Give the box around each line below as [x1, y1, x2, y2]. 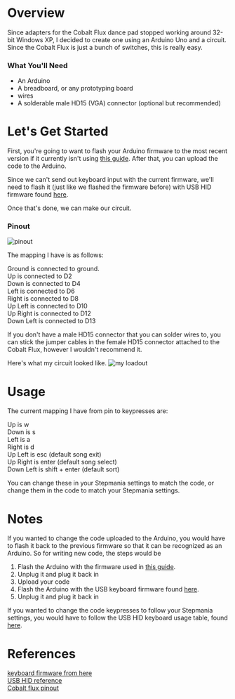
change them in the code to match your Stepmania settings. [7, 486, 180, 495]
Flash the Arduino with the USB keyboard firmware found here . [17, 585, 199, 594]
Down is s [7, 428, 36, 436]
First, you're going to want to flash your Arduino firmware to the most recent [7, 147, 228, 155]
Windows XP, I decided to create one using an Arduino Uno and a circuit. [16, 35, 227, 44]
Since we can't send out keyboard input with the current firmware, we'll [7, 176, 214, 184]
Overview [7, 5, 65, 21]
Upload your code [17, 577, 70, 586]
